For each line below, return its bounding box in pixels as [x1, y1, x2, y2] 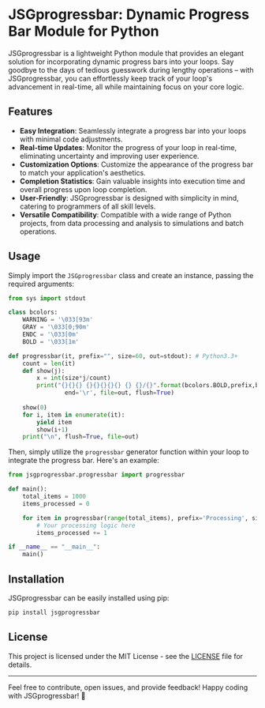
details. [8, 660, 32, 669]
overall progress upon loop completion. [19, 184, 147, 194]
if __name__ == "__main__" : [8, 543, 101, 551]
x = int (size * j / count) [36, 374, 111, 382]
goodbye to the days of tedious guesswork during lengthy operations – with [8, 65, 254, 74]
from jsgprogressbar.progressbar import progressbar [8, 471, 185, 479]
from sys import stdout [8, 294, 87, 302]
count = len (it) [22, 360, 77, 367]
